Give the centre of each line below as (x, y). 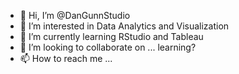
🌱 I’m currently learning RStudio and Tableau (111, 36)
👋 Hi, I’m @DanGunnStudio (75, 15)
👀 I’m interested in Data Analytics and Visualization (124, 26)
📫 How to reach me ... (66, 58)
